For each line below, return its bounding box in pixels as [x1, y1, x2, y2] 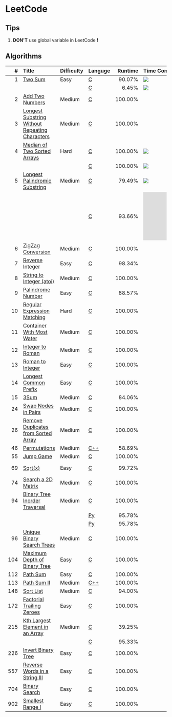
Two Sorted [23, 147, 51, 154]
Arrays [23, 154, 39, 161]
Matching [23, 313, 46, 321]
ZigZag [23, 242, 40, 249]
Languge [88, 67, 111, 74]
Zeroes [23, 608, 40, 615]
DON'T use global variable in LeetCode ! [12, 37, 99, 43]
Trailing [23, 602, 41, 609]
